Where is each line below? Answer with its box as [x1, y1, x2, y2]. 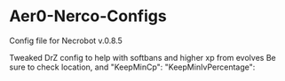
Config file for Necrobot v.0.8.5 [9, 35, 123, 46]
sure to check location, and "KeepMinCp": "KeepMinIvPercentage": [9, 62, 256, 72]
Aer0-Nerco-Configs [9, 6, 167, 26]
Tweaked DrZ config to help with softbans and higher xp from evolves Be [9, 52, 277, 63]
